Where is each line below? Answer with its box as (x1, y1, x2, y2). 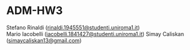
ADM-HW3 (6, 4, 63, 18)
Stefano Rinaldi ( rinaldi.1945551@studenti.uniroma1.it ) (6, 24, 140, 31)
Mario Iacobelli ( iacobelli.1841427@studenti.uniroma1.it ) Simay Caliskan (6, 30, 184, 37)
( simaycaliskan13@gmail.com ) (6, 37, 82, 44)
